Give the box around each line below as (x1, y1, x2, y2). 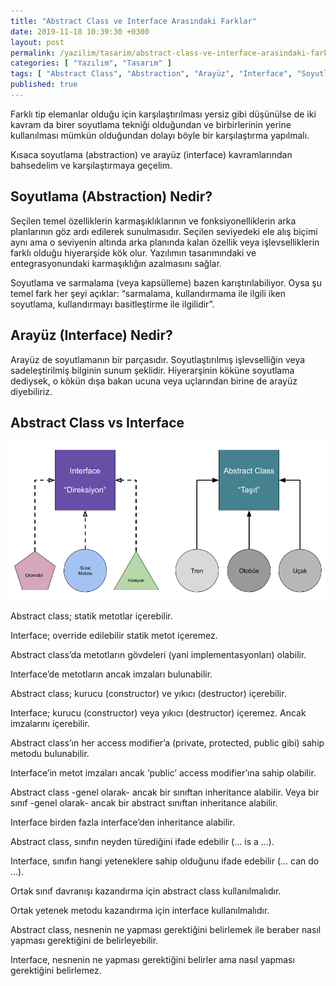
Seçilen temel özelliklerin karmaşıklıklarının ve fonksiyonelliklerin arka (10, 215, 297, 227)
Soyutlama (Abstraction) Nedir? (10, 188, 213, 205)
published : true (10, 80, 78, 90)
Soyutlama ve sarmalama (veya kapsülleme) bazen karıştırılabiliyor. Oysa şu (10, 276, 322, 289)
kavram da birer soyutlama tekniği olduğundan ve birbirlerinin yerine (10, 118, 292, 130)
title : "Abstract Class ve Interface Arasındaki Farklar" (10, 16, 257, 26)
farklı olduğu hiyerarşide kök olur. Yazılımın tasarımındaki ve (10, 246, 257, 259)
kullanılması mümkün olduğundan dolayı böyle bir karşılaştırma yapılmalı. (10, 129, 310, 141)
